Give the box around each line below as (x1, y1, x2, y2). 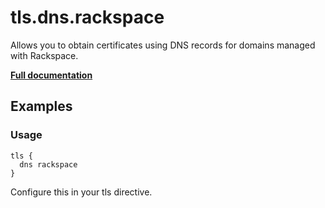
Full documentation (10, 69, 93, 81)
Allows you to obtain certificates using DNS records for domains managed (10, 39, 316, 51)
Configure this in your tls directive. (10, 186, 153, 198)
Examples (10, 98, 73, 115)
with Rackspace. (10, 49, 79, 61)
